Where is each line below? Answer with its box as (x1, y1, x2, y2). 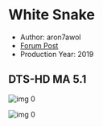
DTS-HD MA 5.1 (8, 72, 87, 86)
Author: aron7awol (19, 32, 81, 42)
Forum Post (19, 40, 59, 50)
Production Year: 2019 (19, 49, 94, 59)
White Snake (8, 6, 95, 24)
